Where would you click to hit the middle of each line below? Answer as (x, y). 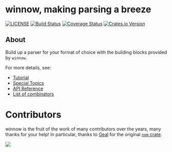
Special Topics (28, 83)
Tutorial (21, 78)
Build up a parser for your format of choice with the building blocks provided (86, 52)
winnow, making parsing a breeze (78, 9)
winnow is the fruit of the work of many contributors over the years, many (83, 129)
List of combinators (33, 94)
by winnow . (16, 58)
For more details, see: (28, 67)
